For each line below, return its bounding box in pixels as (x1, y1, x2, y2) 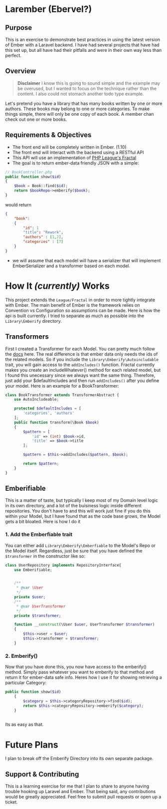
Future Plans (5, 739, 58, 750)
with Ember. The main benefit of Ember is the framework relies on (5, 302, 140, 308)
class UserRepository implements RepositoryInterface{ (5, 563, 122, 568)
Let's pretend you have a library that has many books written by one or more (5, 100, 163, 106)
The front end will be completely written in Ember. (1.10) (12, 144, 127, 150)
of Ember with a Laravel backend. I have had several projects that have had (5, 42, 160, 48)
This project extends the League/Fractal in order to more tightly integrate (5, 297, 156, 303)
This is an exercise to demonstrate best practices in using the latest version (5, 36, 161, 42)
